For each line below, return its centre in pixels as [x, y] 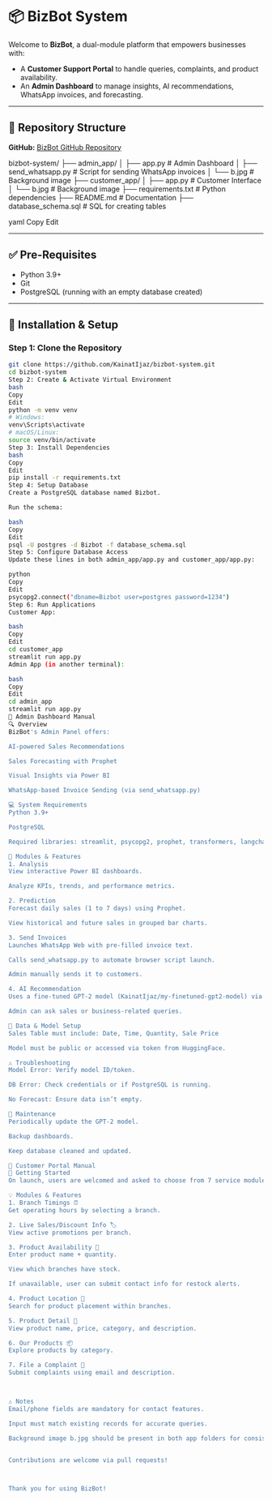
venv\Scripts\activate [47, 425]
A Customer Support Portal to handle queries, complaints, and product [139, 69]
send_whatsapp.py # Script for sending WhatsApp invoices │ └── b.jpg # [132, 171]
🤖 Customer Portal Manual [52, 1165]
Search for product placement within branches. [90, 1306]
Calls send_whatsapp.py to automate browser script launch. [112, 960]
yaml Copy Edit [34, 221]
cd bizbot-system [38, 372]
